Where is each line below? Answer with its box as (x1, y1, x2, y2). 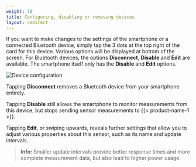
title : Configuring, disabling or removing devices (6, 14, 135, 20)
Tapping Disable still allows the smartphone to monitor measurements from (6, 101, 188, 108)
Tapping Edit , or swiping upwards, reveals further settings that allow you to (6, 124, 187, 132)
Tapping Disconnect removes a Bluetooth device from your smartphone (6, 83, 180, 90)
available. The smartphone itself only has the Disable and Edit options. (6, 60, 177, 67)
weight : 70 (6, 8, 33, 15)
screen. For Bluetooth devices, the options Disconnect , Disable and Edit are (6, 54, 190, 62)
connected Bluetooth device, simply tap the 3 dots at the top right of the (6, 42, 180, 49)
